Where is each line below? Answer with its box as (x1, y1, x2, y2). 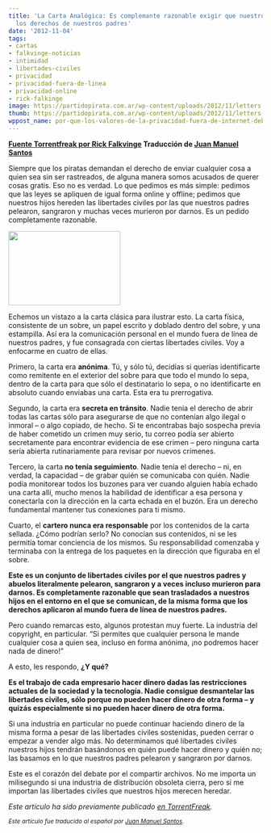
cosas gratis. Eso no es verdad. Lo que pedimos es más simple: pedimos (8, 180, 250, 190)
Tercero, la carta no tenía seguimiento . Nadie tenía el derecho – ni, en (8, 461, 242, 471)
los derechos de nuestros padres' (15, 19, 131, 27)
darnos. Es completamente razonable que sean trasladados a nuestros (8, 587, 250, 597)
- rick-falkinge (8, 95, 63, 103)
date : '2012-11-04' (8, 27, 74, 35)
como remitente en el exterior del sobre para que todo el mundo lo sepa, (8, 370, 249, 380)
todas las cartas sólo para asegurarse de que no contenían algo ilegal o (8, 411, 246, 421)
